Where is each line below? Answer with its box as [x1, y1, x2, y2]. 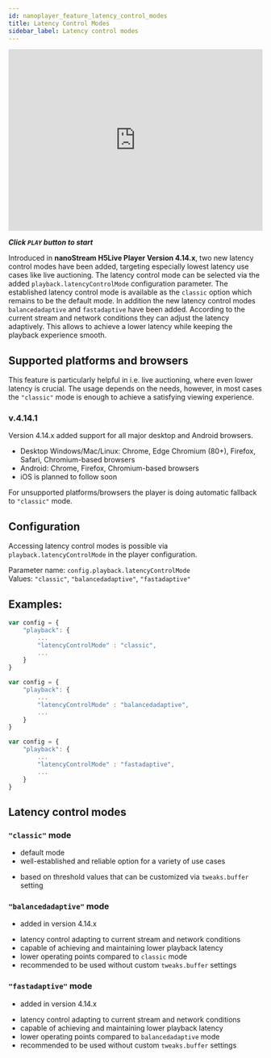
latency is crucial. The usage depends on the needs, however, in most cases [8, 384, 262, 394]
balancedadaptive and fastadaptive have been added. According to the [8, 304, 246, 315]
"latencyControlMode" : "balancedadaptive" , [37, 700, 190, 709]
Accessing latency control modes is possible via [8, 542, 169, 551]
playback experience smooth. [8, 330, 107, 340]
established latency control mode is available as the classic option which [8, 287, 252, 297]
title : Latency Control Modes [8, 19, 110, 27]
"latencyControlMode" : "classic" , [37, 641, 157, 650]
